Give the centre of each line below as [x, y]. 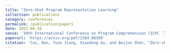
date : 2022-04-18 [24, 29]
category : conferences [29, 19]
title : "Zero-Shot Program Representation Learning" [62, 10]
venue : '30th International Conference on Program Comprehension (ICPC [82, 33]
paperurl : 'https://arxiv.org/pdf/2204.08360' [55, 38]
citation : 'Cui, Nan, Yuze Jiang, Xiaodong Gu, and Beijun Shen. [75, 43]
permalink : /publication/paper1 [39, 24]
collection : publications [32, 15]
